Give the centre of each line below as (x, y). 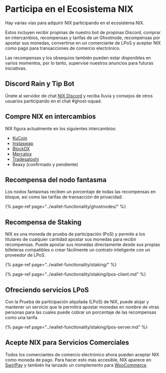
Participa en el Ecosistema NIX (69, 9)
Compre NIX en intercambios (51, 117)
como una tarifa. (22, 317)
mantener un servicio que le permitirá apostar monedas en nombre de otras (82, 307)
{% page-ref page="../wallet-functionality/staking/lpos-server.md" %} (77, 327)
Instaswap (23, 143)
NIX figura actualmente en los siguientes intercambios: (61, 128)
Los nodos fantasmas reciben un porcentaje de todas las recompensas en (81, 192)
